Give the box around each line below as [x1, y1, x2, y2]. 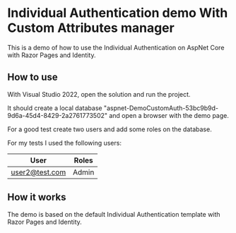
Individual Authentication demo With [7, 5, 228, 21]
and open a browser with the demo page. [109, 111, 230, 119]
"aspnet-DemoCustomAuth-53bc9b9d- [103, 104, 219, 112]
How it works [7, 191, 66, 203]
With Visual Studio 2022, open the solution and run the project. [7, 90, 191, 98]
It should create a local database [7, 104, 102, 112]
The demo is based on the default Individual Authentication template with [7, 210, 220, 218]
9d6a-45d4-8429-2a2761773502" [7, 111, 108, 119]
